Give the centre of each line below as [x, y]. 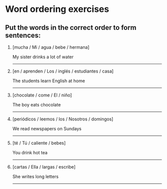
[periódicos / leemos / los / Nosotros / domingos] [63, 119]
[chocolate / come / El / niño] [42, 95]
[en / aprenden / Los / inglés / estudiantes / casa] [63, 71]
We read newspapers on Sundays [47, 129]
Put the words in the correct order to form [71, 28]
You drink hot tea [30, 152]
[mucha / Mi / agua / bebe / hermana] [51, 47]
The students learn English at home [49, 81]
